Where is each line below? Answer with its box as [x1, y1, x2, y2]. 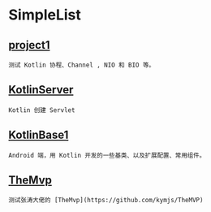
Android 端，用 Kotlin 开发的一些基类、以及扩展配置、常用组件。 [8, 151, 206, 159]
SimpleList [8, 6, 81, 24]
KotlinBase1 [8, 128, 69, 142]
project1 [8, 38, 50, 52]
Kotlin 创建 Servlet [8, 106, 75, 115]
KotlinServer [8, 83, 74, 97]
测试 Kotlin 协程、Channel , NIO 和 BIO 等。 [8, 61, 156, 69]
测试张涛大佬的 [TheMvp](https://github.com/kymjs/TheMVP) [8, 197, 204, 205]
